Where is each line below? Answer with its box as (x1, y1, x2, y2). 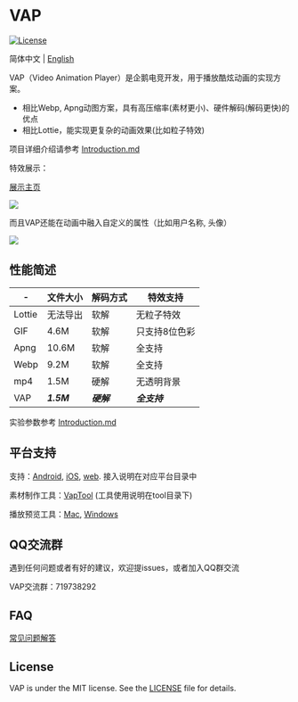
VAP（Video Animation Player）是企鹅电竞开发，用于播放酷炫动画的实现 (9, 72, 274, 83)
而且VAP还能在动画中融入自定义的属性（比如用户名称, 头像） (9, 217, 232, 227)
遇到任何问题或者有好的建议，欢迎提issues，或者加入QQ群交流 (9, 563, 240, 574)
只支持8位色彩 (135, 325, 196, 337)
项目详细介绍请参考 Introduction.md (9, 144, 141, 154)
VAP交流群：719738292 (9, 582, 97, 592)
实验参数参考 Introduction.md (9, 417, 117, 427)
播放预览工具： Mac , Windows (9, 508, 118, 519)
